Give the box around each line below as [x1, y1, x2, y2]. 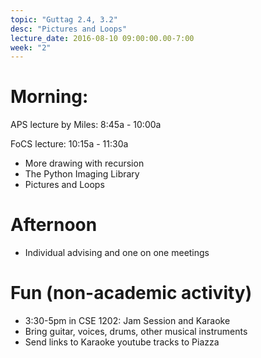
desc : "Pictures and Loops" [10, 24, 128, 34]
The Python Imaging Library [24, 168, 140, 180]
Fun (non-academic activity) [10, 282, 253, 305]
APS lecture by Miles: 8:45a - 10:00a [10, 119, 162, 131]
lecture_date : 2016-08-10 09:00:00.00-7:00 [10, 33, 195, 43]
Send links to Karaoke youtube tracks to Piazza [24, 336, 220, 348]
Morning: [10, 86, 89, 108]
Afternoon [10, 214, 98, 236]
